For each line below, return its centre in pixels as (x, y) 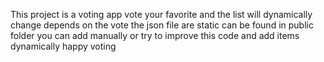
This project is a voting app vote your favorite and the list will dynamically (161, 14)
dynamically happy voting (63, 46)
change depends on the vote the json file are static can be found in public (162, 25)
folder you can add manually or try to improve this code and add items (155, 35)
